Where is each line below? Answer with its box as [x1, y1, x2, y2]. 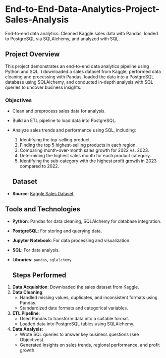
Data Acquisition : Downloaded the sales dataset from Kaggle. [12, 284, 140, 290]
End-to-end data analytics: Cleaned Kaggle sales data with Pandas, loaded [5, 30, 158, 36]
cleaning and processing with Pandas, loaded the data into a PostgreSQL [5, 73, 154, 80]
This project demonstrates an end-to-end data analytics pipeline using [5, 63, 150, 69]
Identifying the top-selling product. [19, 137, 91, 143]
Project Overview [5, 50, 60, 59]
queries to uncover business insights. [5, 84, 82, 90]
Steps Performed [12, 271, 66, 280]
